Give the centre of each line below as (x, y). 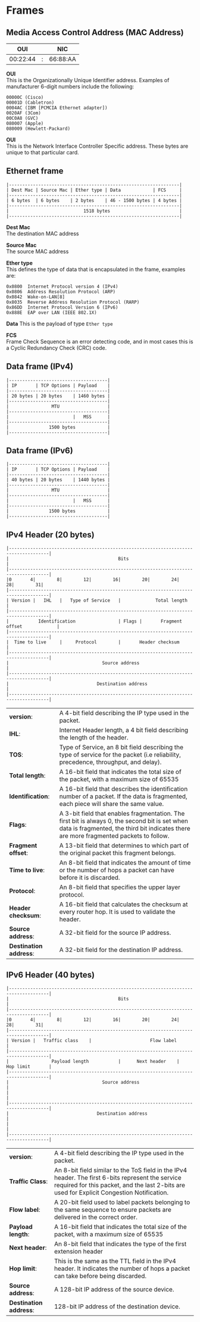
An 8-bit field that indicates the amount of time (125, 863)
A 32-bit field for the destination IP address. (121, 950)
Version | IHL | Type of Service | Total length (99, 601)
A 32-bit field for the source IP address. (115, 933)
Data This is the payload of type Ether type (60, 323)
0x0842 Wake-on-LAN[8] (36, 297)
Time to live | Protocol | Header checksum (97, 642)
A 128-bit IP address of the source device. (114, 1289)
